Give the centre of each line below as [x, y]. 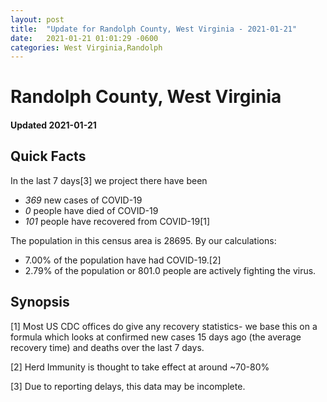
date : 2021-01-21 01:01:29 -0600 [84, 38]
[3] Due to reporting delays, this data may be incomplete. [128, 386]
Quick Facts [48, 156]
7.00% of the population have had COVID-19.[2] [123, 260]
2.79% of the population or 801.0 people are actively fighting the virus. [170, 270]
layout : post [37, 19]
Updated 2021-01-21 [53, 125]
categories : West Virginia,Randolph [86, 47]
